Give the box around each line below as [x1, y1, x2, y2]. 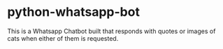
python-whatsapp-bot [7, 4, 140, 20]
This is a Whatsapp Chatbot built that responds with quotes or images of [7, 27, 216, 35]
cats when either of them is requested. [7, 34, 119, 42]
